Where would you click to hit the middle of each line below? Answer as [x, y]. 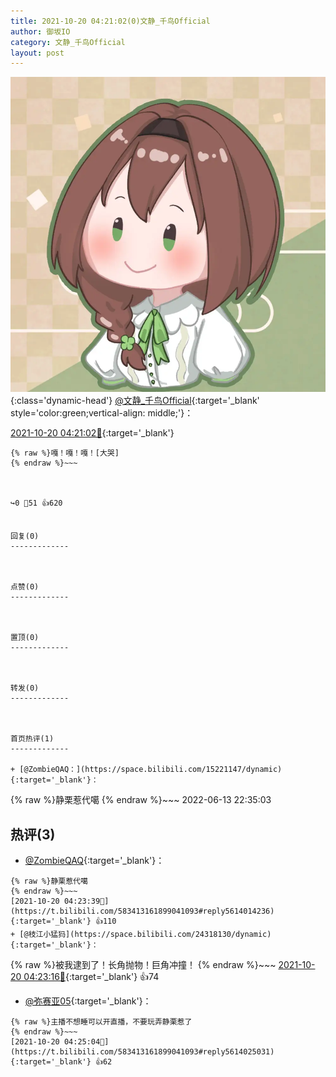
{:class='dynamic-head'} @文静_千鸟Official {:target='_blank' [135, 401]
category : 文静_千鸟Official [68, 42]
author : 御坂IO [40, 31]
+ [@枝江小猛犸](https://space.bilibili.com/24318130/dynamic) [141, 935]
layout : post [37, 53]
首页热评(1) [32, 739]
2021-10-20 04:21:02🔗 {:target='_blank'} [92, 433]
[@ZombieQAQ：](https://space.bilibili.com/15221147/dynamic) [151, 770]
